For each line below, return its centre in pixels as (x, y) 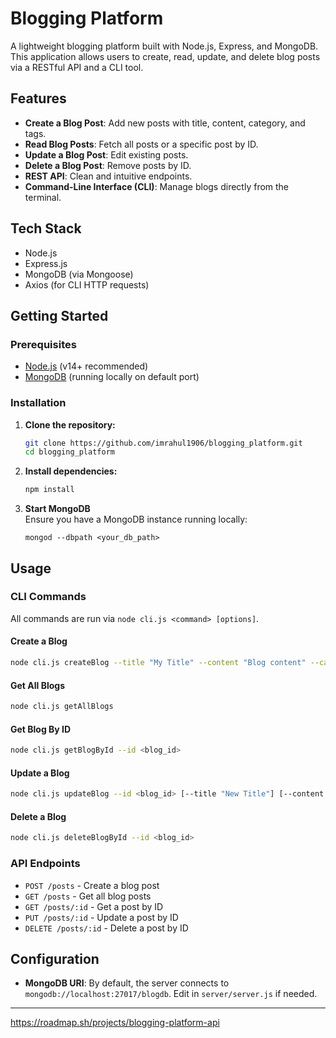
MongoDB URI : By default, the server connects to (127, 983)
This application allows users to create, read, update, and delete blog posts (165, 56)
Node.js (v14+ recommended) (86, 366)
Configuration (55, 958)
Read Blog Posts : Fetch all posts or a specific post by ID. (141, 144)
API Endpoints (45, 864)
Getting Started (59, 315)
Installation (38, 403)
